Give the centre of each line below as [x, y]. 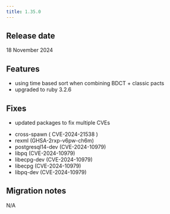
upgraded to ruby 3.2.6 [43, 89]
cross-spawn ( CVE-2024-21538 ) [56, 134]
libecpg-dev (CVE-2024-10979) [54, 160]
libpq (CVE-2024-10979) [45, 153]
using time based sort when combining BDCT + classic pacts [89, 83]
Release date [31, 36]
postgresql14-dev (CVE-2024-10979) [60, 147]
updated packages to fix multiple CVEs [62, 123]
